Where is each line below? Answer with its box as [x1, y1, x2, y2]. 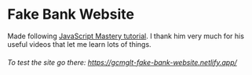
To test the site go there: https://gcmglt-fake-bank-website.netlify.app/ [7, 57, 237, 67]
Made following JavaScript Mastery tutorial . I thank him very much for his [7, 31, 245, 41]
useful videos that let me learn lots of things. [7, 39, 152, 48]
